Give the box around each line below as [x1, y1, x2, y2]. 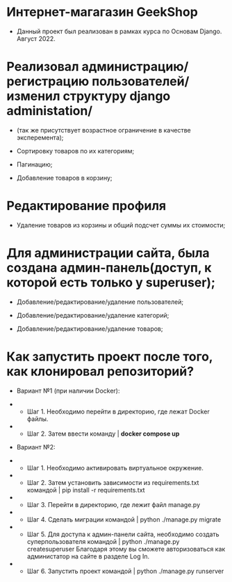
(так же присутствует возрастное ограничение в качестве [16, 126, 192, 134]
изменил [6, 88, 60, 104]
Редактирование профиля [6, 198, 167, 214]
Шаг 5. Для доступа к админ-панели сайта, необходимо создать [26, 530, 219, 538]
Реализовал [6, 59, 79, 75]
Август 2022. [16, 34, 56, 42]
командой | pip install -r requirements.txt [26, 486, 145, 494]
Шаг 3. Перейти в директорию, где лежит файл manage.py [26, 500, 201, 508]
